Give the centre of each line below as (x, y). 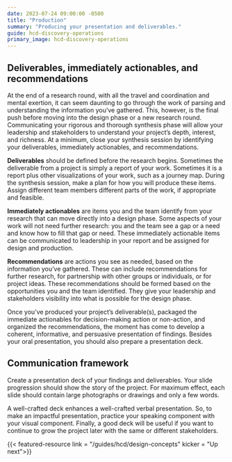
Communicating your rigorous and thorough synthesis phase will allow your (115, 125)
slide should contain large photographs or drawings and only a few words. (114, 395)
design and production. (41, 248)
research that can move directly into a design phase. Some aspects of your (115, 218)
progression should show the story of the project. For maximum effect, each (116, 388)
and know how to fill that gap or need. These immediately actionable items (114, 233)
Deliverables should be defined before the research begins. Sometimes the (115, 160)
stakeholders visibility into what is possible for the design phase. (100, 298)
